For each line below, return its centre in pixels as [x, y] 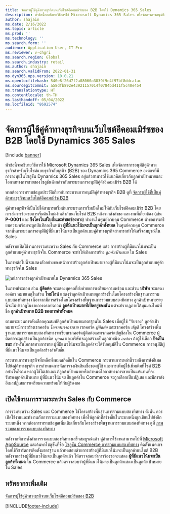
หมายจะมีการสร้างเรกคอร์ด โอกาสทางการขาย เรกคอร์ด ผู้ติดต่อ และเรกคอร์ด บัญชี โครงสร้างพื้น [83, 327]
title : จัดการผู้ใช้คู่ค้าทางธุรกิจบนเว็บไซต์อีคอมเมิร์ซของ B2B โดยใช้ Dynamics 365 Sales [78, 10]
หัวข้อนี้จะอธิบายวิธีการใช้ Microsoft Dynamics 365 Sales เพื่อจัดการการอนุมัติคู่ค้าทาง [81, 165]
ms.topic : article [25, 29]
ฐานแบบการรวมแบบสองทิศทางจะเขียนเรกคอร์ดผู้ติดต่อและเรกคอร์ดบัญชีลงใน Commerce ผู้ [82, 333]
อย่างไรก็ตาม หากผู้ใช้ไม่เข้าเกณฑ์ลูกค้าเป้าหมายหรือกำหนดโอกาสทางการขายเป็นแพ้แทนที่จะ [80, 372]
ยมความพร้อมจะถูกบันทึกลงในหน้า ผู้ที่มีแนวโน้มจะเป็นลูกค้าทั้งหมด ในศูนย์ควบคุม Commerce [85, 225]
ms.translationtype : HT [30, 90]
